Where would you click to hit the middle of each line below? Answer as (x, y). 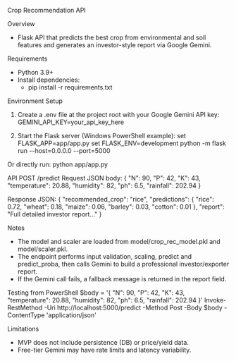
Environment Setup (35, 101)
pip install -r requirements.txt (70, 87)
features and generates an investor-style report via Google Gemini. (114, 45)
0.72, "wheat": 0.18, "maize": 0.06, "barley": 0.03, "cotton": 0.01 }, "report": (116, 207)
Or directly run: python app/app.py (57, 164)
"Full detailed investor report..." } (55, 214)
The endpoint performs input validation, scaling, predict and (105, 256)
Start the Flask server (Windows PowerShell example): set (102, 136)
